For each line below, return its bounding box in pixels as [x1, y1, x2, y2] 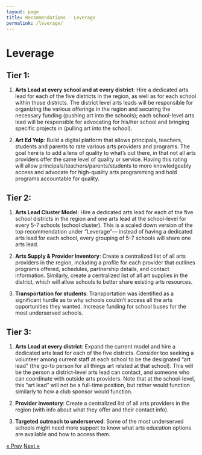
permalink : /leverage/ [6, 20, 63, 26]
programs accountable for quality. [14, 175, 99, 182]
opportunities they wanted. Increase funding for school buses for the [14, 303, 186, 310]
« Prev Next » [6, 442, 40, 450]
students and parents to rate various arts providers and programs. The [14, 143, 191, 150]
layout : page [6, 8, 39, 15]
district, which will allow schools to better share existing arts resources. [14, 278, 193, 286]
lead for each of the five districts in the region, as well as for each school [14, 93, 197, 100]
